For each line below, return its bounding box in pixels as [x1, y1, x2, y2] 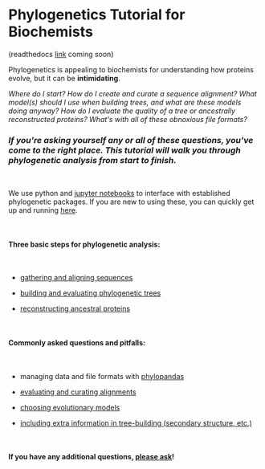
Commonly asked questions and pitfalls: [8, 338, 146, 348]
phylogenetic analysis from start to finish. [8, 154, 177, 165]
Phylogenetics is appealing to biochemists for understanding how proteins [8, 64, 255, 74]
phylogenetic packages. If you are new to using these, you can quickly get [8, 197, 255, 206]
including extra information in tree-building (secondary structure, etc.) [19, 418, 253, 427]
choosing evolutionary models [19, 402, 120, 412]
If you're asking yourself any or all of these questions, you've [8, 134, 254, 145]
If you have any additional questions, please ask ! [8, 452, 175, 462]
